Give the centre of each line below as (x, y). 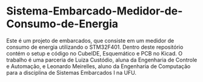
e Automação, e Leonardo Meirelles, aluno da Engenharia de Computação (98, 66)
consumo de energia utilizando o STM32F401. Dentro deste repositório (95, 47)
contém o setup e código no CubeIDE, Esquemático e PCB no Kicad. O (95, 53)
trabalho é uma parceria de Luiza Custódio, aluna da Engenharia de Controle (102, 60)
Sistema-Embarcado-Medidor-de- (95, 11)
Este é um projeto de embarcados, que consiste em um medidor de (90, 40)
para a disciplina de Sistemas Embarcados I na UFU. (72, 72)
